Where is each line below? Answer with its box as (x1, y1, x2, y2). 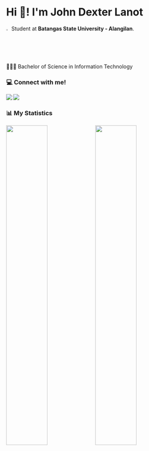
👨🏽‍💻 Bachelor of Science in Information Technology (6, 62, 133, 70)
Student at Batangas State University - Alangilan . (11, 25, 135, 32)
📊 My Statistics (6, 109, 53, 118)
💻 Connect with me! (6, 78, 66, 86)
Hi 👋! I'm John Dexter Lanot (6, 5, 144, 19)
